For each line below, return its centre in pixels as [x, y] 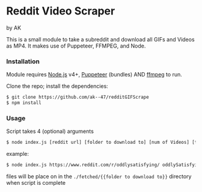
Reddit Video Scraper [61, 11]
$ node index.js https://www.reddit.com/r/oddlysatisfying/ [83, 165]
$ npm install [24, 103]
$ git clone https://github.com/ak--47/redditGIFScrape [78, 98]
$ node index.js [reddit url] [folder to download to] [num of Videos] [98, 143]
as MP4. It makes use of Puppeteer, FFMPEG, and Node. [76, 46]
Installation [23, 61]
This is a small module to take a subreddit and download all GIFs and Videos [100, 39]
